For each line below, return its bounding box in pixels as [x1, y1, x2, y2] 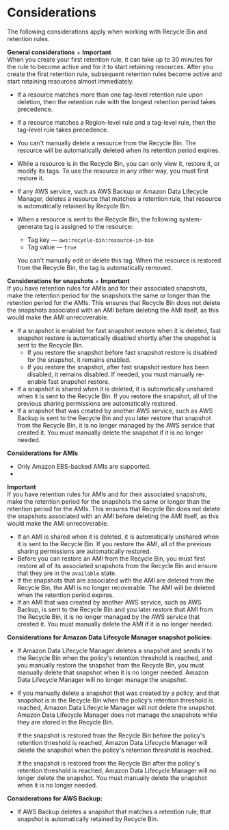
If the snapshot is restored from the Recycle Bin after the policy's [16, 759, 200, 767]
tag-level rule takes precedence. [16, 125, 109, 134]
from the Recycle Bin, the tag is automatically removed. [16, 263, 173, 271]
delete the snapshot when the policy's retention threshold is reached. [16, 746, 213, 754]
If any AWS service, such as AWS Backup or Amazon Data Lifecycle [16, 187, 208, 195]
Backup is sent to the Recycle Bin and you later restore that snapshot [16, 413, 212, 422]
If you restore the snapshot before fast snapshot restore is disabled [27, 348, 217, 356]
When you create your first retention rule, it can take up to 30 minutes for [7, 55, 213, 63]
